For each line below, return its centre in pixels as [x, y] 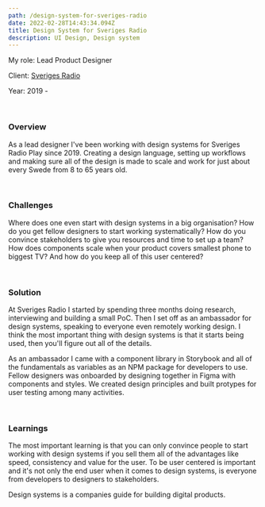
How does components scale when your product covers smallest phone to [130, 248]
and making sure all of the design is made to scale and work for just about [129, 161]
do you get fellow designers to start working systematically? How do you [127, 231]
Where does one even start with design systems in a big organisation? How [131, 222]
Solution [25, 292]
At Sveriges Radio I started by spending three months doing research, [122, 309]
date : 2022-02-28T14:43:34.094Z [61, 23]
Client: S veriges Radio [44, 75]
